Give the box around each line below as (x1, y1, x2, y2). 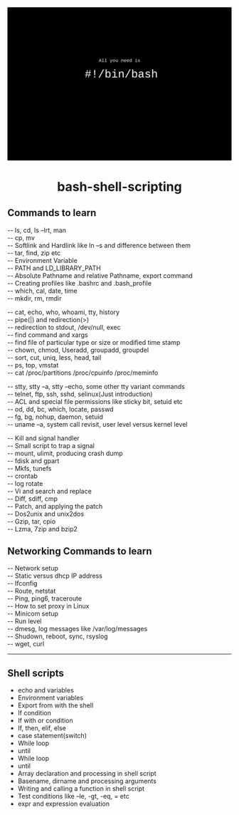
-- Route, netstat (7, 587, 56, 596)
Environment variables (17, 694, 84, 702)
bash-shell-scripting (56, 178, 183, 194)
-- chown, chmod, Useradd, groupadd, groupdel (7, 346, 149, 354)
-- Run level (7, 617, 42, 625)
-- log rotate (7, 479, 43, 487)
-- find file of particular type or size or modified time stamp (7, 338, 181, 346)
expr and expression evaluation (17, 799, 110, 808)
